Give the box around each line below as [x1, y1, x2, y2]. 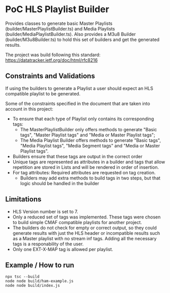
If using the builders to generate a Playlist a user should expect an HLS [5, 85, 153, 91]
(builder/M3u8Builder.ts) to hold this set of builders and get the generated [5, 36, 160, 43]
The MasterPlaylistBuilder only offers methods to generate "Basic [20, 126, 157, 132]
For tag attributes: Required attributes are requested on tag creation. [12, 169, 156, 175]
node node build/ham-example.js [5, 279, 74, 284]
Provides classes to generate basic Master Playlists [5, 20, 113, 26]
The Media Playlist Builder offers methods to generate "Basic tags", [20, 137, 161, 143]
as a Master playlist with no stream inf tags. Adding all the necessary [12, 235, 157, 241]
